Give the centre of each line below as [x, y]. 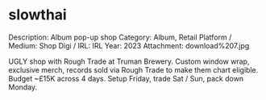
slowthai [37, 15]
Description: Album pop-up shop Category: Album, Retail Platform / [120, 37]
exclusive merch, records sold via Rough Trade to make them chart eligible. [133, 69]
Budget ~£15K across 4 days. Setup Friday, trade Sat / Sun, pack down [126, 78]
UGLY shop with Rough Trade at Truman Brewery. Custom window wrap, [129, 61]
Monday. [23, 87]
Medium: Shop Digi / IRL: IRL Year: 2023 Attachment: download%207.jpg [129, 45]
